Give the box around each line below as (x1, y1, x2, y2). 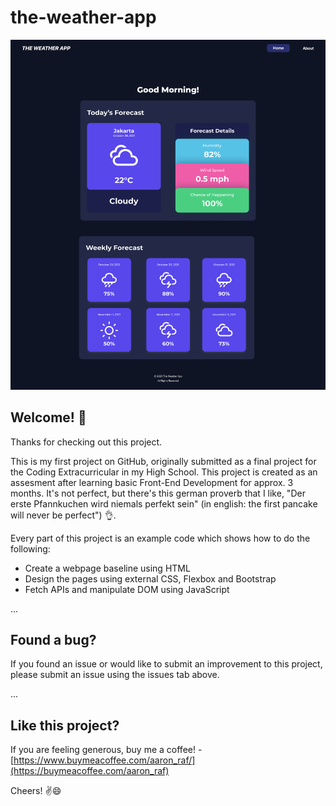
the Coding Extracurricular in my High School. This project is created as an (10, 466, 318, 478)
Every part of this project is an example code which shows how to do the (10, 532, 311, 544)
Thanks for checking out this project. (10, 436, 163, 448)
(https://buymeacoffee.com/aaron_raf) (10, 765, 170, 777)
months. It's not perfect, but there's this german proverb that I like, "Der (10, 487, 306, 499)
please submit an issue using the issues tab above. (10, 669, 220, 681)
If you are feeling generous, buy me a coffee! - (10, 744, 203, 756)
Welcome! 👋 (10, 409, 87, 426)
